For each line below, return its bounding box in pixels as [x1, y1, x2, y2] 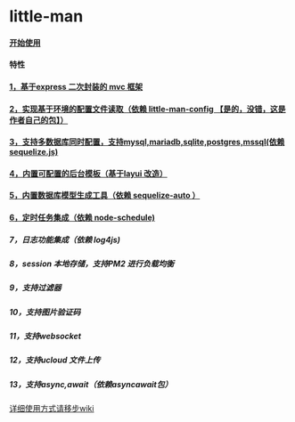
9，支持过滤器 [9, 282, 62, 293]
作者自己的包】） [9, 114, 69, 126]
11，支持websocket [9, 331, 82, 342]
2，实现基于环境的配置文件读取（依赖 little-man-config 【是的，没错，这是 [9, 103, 286, 114]
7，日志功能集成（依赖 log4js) [9, 234, 121, 245]
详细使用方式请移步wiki [9, 403, 94, 414]
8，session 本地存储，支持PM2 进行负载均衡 [9, 258, 175, 269]
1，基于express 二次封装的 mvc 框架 [9, 81, 143, 92]
